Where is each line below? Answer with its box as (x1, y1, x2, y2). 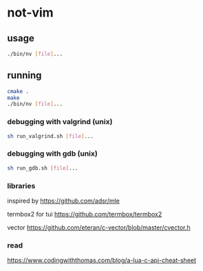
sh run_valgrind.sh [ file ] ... (7, 132, 94, 139)
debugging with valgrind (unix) (7, 117, 113, 127)
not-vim (7, 5, 54, 21)
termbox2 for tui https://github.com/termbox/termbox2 (7, 210, 162, 218)
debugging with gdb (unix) (7, 149, 98, 159)
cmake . (7, 88, 30, 94)
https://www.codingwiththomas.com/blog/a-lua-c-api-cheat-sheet (7, 257, 197, 265)
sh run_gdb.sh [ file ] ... (7, 164, 78, 172)
